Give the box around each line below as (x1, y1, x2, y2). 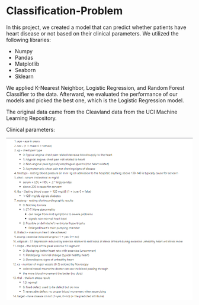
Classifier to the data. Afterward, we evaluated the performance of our (6, 90, 178, 98)
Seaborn (14, 66, 36, 73)
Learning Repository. (6, 114, 57, 122)
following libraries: (6, 36, 52, 43)
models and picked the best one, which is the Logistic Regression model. (6, 96, 185, 104)
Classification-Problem (6, 4, 123, 18)
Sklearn (14, 73, 34, 80)
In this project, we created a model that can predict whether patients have (6, 24, 187, 31)
